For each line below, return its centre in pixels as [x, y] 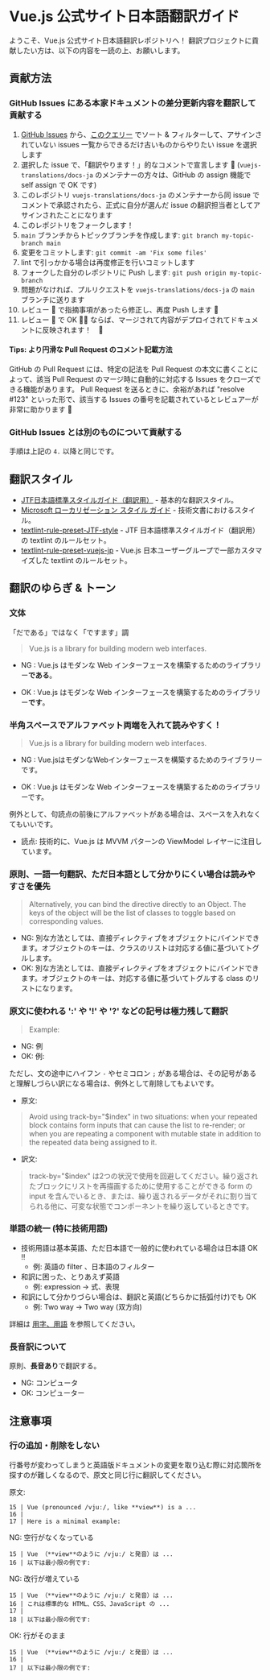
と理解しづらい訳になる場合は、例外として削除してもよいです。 [114, 1083]
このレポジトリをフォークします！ [77, 225]
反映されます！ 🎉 [73, 329]
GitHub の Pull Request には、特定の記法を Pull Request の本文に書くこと [130, 369]
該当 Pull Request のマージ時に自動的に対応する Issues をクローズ [145, 379]
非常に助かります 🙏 [41, 409]
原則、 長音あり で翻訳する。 [55, 1366]
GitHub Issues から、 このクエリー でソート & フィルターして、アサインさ [141, 134]
